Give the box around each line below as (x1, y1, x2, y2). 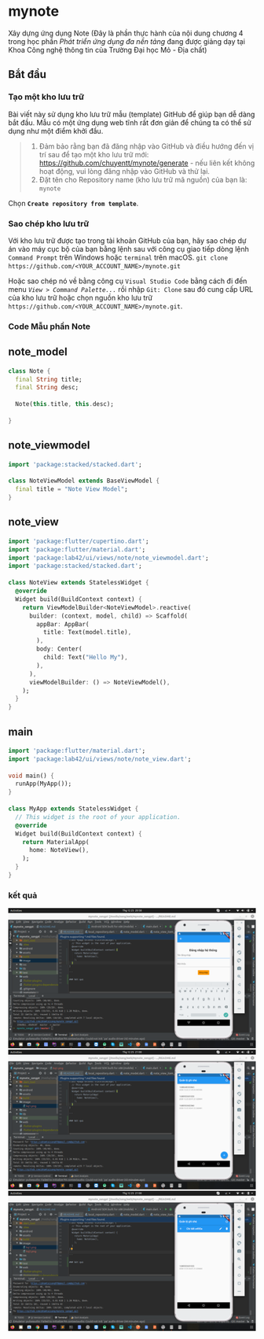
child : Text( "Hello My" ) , (42, 654, 128, 662)
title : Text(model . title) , (42, 629, 132, 636)
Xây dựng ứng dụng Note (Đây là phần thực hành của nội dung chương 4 (8, 28, 244, 38)
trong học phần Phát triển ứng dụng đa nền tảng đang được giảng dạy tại (8, 36, 246, 46)
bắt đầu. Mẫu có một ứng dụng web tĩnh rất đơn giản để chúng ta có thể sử (8, 117, 251, 127)
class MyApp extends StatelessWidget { (8, 805, 139, 813)
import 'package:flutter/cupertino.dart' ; (8, 537, 149, 545)
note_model (8, 345, 68, 359)
